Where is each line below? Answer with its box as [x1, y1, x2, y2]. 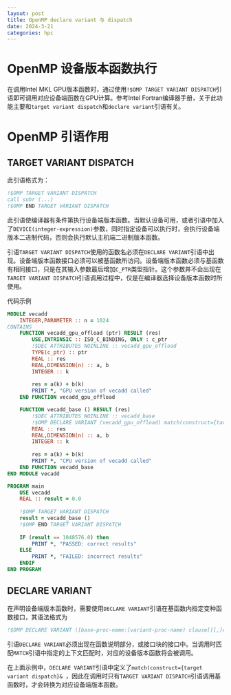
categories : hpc [7, 29, 54, 37]
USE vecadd [19, 489, 51, 496]
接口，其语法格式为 [12, 612, 67, 621]
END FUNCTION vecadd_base [19, 464, 94, 470]
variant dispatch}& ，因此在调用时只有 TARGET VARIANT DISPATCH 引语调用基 [7, 672, 221, 680]
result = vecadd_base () [19, 515, 91, 522]
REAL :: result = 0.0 [19, 495, 81, 503]
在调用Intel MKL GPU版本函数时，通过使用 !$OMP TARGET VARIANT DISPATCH [7, 85, 217, 94]
